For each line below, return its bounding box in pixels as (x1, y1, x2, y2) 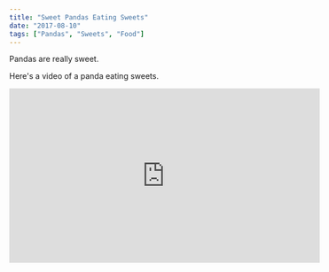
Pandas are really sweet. (9, 54, 99, 65)
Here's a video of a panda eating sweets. (9, 71, 160, 82)
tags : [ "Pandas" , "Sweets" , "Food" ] (9, 29, 145, 38)
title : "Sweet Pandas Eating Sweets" (9, 12, 149, 22)
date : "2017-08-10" (9, 21, 82, 30)
